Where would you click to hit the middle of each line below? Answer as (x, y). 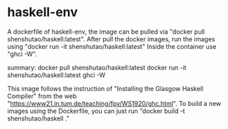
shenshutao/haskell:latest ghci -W (56, 75)
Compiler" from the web (42, 96)
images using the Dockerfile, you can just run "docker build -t (96, 111)
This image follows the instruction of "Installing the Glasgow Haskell (105, 88)
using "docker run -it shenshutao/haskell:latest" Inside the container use (112, 46)
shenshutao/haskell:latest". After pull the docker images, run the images (111, 39)
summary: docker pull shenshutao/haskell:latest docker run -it (97, 67)
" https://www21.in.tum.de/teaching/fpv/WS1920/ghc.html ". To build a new (114, 103)
